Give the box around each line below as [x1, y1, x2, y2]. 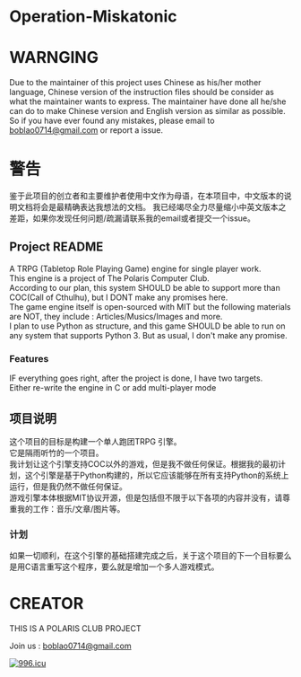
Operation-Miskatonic [9, 6, 177, 27]
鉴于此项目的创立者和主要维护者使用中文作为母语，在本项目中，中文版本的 [9, 190, 284, 201]
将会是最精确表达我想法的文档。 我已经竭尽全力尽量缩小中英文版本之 [32, 202, 287, 213]
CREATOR [9, 593, 84, 614]
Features [9, 352, 49, 365]
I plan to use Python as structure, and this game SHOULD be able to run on [9, 321, 286, 331]
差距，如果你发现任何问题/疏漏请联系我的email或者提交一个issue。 [9, 213, 255, 224]
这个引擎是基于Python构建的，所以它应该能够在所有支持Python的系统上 [24, 470, 289, 480]
